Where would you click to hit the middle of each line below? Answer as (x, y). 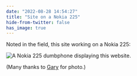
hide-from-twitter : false (38, 22)
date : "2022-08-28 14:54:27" (42, 11)
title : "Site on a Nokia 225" (43, 17)
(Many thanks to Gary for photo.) (46, 67)
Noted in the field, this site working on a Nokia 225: (68, 44)
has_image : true (26, 28)
